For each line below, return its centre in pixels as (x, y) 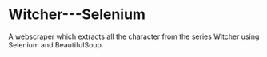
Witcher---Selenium (77, 15)
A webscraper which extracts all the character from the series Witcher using (134, 36)
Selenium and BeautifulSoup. (56, 44)
